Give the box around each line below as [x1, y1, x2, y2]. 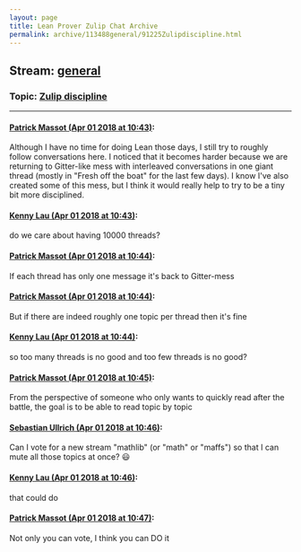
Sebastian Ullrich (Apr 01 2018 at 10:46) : [9, 422, 163, 433]
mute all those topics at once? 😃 [9, 451, 131, 462]
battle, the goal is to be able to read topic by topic [9, 401, 193, 413]
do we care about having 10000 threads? [9, 230, 161, 241]
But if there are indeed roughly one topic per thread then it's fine [9, 311, 248, 321]
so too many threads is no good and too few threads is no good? [9, 352, 248, 363]
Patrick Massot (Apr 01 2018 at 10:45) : [9, 372, 155, 382]
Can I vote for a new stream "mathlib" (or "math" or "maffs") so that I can [9, 442, 279, 453]
